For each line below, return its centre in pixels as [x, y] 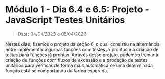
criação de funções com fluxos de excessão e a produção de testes [76, 60]
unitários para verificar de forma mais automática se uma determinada [79, 65]
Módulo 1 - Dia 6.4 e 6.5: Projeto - [77, 9]
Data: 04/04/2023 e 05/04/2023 [52, 34]
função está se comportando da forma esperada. [57, 71]
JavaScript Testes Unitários [65, 20]
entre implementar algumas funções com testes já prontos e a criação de [82, 49]
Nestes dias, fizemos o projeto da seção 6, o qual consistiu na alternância [83, 44]
